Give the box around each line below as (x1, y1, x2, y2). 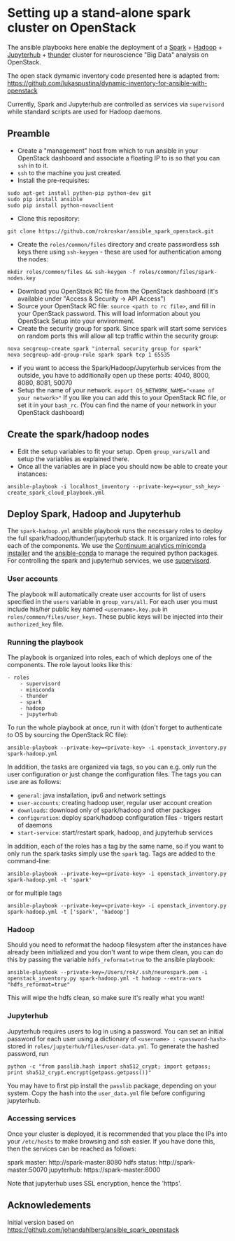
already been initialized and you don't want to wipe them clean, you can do (7, 948, 224, 957)
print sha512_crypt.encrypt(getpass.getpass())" (7, 1069, 152, 1076)
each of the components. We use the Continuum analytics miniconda (7, 542, 206, 550)
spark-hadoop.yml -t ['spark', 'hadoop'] (7, 908, 130, 915)
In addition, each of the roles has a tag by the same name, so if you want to (7, 842, 225, 850)
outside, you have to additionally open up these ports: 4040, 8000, (17, 371, 211, 379)
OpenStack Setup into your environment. (17, 317, 135, 325)
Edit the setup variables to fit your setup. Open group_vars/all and (17, 447, 211, 455)
